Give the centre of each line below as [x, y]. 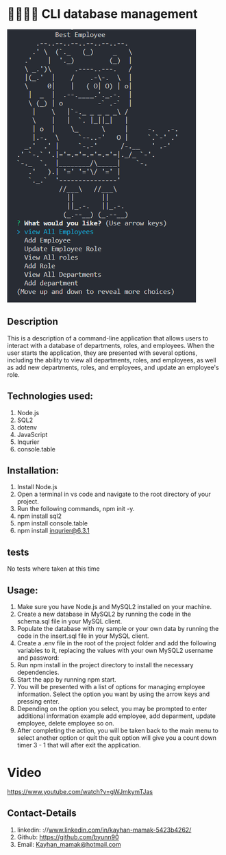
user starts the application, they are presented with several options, [102, 353]
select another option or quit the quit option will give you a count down [117, 738]
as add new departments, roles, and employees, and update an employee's [113, 367]
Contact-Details [42, 814]
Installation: [33, 470]
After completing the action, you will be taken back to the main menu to [118, 730]
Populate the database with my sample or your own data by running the [118, 629]
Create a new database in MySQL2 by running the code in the [104, 614]
